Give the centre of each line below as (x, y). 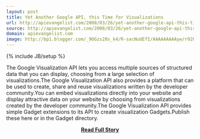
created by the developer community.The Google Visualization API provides (99, 105)
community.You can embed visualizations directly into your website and (94, 93)
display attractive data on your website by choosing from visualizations (93, 99)
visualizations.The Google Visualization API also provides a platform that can (100, 80)
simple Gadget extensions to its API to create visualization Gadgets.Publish (98, 112)
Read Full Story (100, 129)
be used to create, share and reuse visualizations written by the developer (97, 86)
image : (14, 39)
